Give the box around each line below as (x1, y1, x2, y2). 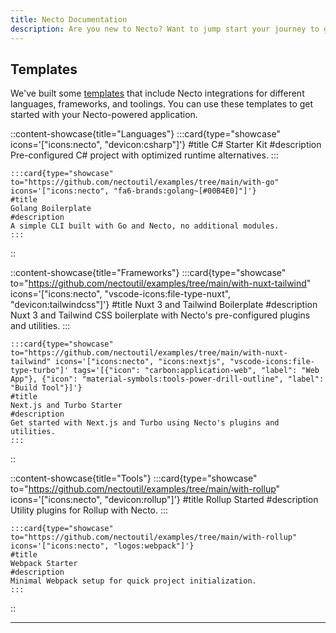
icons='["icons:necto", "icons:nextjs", (54, 357, 226, 367)
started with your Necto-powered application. (10, 109, 198, 121)
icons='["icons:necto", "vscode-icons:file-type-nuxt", (10, 288, 232, 300)
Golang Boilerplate (10, 204, 92, 214)
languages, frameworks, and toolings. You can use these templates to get (10, 98, 314, 110)
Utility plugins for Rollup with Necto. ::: (10, 504, 169, 516)
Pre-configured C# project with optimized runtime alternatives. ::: (10, 149, 279, 161)
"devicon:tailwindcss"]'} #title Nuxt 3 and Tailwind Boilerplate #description (10, 299, 318, 311)
